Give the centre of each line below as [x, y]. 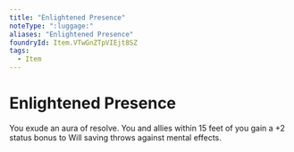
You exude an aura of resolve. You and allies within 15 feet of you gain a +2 [147, 128]
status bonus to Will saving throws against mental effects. [115, 137]
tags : [19, 51]
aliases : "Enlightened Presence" [71, 34]
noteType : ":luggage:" [51, 26]
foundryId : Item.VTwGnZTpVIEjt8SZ [74, 42]
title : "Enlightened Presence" [67, 17]
